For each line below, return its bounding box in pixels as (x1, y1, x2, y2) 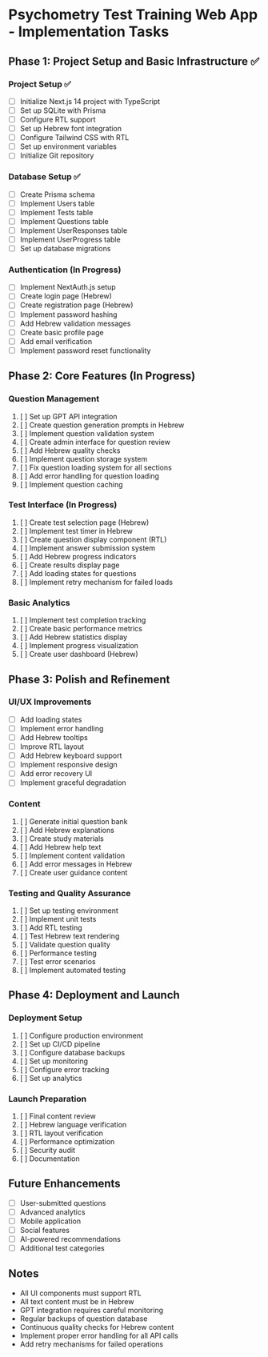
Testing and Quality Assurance (8, 887, 131, 899)
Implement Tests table (19, 207, 94, 217)
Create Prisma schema (19, 190, 95, 199)
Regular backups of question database (19, 1314, 148, 1323)
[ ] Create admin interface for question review (19, 437, 170, 446)
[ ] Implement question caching (19, 479, 123, 489)
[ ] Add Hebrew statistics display (19, 632, 128, 642)
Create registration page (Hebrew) (19, 300, 134, 310)
